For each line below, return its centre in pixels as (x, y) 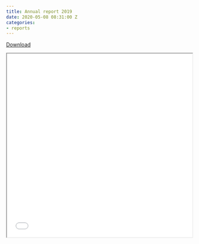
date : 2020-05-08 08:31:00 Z (42, 17)
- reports (18, 28)
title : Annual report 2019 (39, 11)
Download (19, 45)
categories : (21, 22)
